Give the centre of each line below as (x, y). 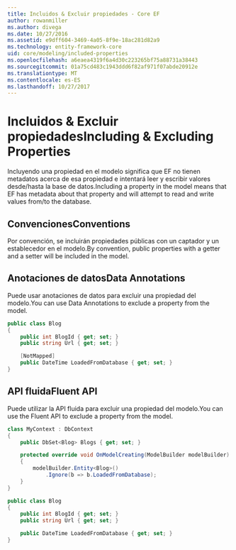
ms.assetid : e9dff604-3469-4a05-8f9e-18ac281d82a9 (84, 40)
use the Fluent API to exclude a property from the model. (90, 416)
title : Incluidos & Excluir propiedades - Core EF (84, 14)
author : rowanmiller (38, 21)
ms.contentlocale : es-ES (44, 80)
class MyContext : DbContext (50, 429)
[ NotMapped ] (38, 356)
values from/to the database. (50, 202)
